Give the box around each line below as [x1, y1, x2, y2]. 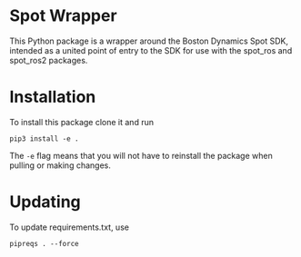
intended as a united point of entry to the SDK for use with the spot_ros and [9, 44, 293, 55]
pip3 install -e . [9, 133, 79, 143]
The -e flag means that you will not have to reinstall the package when [9, 150, 273, 161]
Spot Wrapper [9, 5, 117, 26]
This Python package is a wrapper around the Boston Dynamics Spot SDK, [9, 35, 289, 46]
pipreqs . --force [9, 239, 79, 248]
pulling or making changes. [9, 160, 111, 171]
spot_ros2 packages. [9, 54, 88, 65]
